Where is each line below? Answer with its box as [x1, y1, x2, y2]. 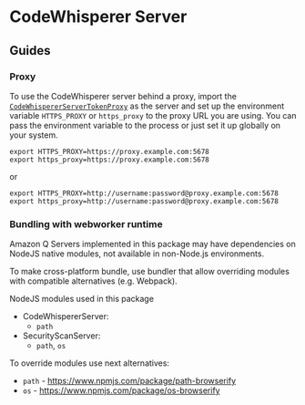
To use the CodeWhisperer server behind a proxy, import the [9, 90, 237, 101]
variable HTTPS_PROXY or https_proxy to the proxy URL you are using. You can [9, 109, 297, 120]
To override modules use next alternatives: [9, 358, 170, 369]
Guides [9, 43, 52, 58]
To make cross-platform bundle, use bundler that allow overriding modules [9, 266, 290, 277]
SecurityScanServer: [22, 330, 101, 341]
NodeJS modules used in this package [9, 294, 155, 305]
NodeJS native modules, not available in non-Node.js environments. [9, 248, 265, 259]
